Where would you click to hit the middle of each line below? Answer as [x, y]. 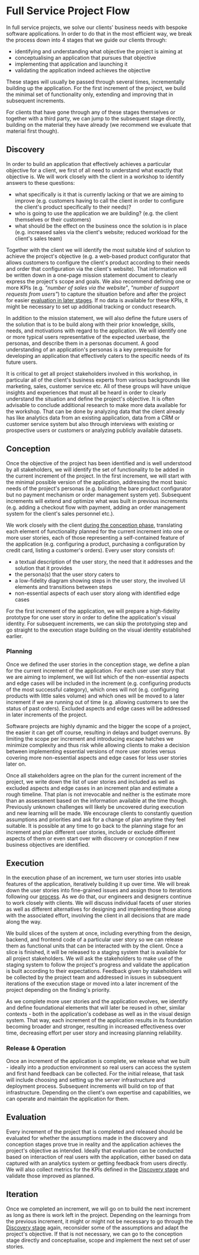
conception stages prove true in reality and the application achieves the [94, 1144]
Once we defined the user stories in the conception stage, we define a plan [98, 664]
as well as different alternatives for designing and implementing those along [99, 909]
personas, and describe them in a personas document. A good [82, 343]
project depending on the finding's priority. [59, 990]
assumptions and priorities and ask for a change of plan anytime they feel [96, 819]
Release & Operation [36, 1048]
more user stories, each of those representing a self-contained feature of [95, 537]
